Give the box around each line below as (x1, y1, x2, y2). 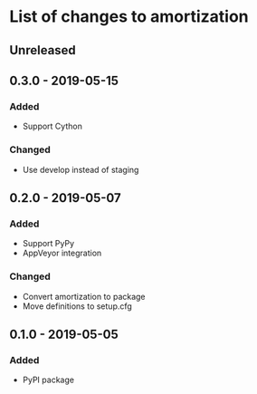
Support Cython (22, 120, 83, 132)
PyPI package (22, 374, 75, 386)
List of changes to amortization (9, 6, 249, 27)
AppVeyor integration (22, 247, 102, 259)
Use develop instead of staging (22, 164, 139, 175)
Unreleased (9, 43, 77, 58)
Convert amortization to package (22, 291, 147, 302)
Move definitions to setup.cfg (22, 301, 133, 312)
